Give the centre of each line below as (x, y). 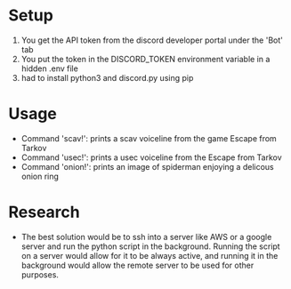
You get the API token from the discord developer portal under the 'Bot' (152, 40)
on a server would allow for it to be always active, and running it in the (150, 255)
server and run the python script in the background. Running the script (151, 246)
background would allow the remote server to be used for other (137, 265)
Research (44, 212)
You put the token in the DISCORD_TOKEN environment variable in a (145, 59)
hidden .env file (50, 68)
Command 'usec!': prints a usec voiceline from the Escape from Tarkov (151, 157)
